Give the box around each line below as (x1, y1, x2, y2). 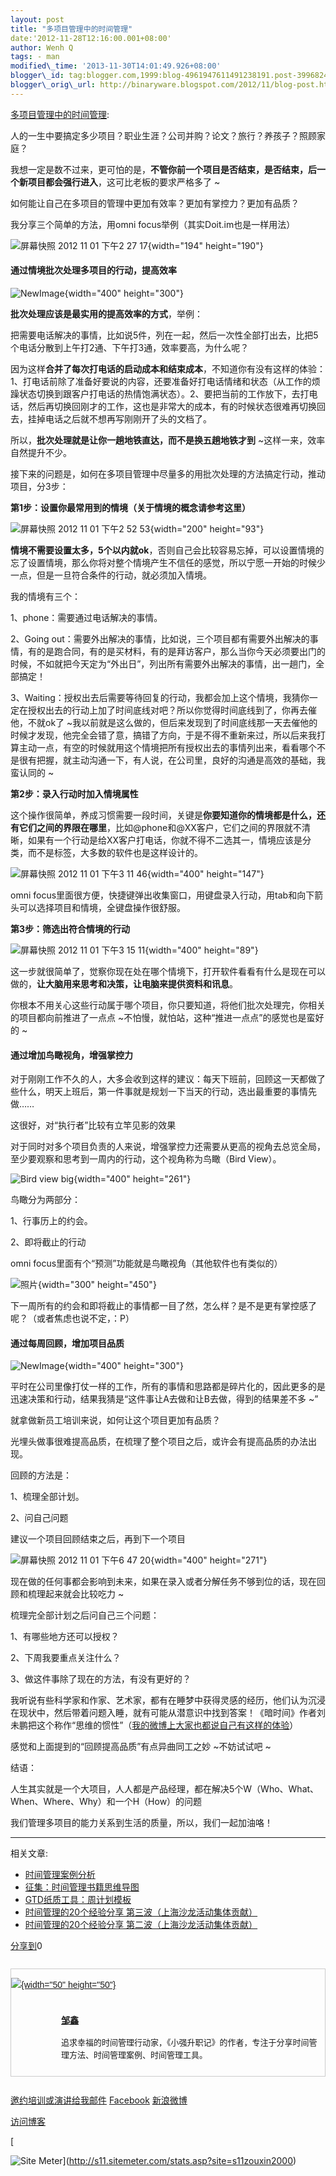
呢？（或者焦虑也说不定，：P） (10, 1312, 135, 1325)
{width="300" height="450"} (38, 1279, 157, 1291)
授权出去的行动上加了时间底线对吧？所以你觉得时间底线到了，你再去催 (27, 704, 317, 716)
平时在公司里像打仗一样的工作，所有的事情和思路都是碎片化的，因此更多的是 (10, 1381, 326, 1393)
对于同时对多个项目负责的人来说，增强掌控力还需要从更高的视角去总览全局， (10, 1141, 326, 1153)
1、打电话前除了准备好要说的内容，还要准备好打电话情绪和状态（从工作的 (10, 375, 312, 387)
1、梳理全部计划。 (10, 1491, 85, 1503)
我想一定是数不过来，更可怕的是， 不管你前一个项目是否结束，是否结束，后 (10, 163, 317, 175)
